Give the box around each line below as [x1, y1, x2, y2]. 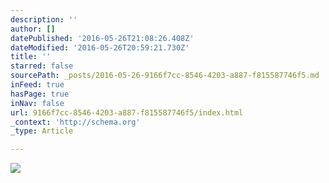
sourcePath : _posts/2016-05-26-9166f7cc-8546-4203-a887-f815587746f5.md [10, 71, 320, 81]
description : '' [10, 14, 78, 25]
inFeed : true [10, 80, 65, 90]
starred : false [10, 61, 74, 71]
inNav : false [10, 98, 65, 108]
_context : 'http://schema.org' [10, 117, 141, 127]
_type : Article [10, 126, 74, 136]
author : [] [10, 24, 56, 34]
